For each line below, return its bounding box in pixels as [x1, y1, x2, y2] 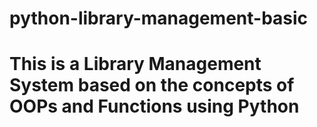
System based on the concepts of [9, 74, 295, 97]
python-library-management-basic [9, 7, 309, 30]
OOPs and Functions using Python [9, 95, 300, 118]
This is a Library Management [9, 53, 262, 76]
